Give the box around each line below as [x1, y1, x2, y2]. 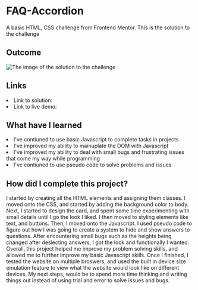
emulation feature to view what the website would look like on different [6, 264, 180, 272]
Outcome [6, 48, 42, 58]
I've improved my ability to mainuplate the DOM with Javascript [14, 142, 169, 150]
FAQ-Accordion [6, 4, 84, 18]
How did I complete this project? [6, 178, 128, 189]
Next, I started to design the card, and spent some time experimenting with [6, 207, 190, 214]
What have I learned [6, 120, 82, 130]
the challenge [6, 30, 40, 37]
